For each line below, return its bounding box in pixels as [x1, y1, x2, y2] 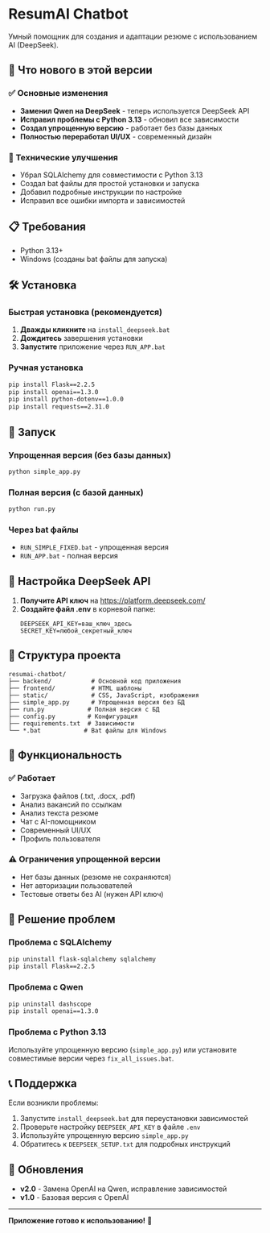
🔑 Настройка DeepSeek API [8, 574, 151, 588]
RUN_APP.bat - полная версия [19, 551, 119, 561]
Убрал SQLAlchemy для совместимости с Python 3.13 [19, 170, 203, 180]
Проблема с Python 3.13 [8, 1027, 107, 1038]
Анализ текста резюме [19, 807, 99, 818]
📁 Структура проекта [8, 649, 121, 662]
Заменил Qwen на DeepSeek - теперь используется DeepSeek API [19, 106, 250, 115]
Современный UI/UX [19, 825, 92, 835]
